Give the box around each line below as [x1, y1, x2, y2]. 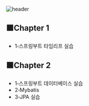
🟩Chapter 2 [6, 60, 51, 70]
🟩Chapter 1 [6, 23, 50, 33]
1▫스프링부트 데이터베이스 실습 [14, 80, 83, 87]
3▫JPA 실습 [14, 93, 40, 100]
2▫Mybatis [14, 86, 39, 93]
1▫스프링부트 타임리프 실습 [14, 42, 74, 49]
